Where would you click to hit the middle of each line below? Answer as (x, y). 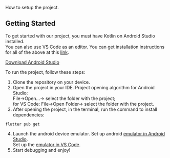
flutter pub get (23, 124)
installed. (15, 41)
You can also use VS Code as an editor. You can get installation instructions (85, 47)
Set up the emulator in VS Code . (47, 144)
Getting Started (30, 23)
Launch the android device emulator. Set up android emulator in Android (89, 133)
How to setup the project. (32, 7)
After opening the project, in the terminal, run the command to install (85, 109)
